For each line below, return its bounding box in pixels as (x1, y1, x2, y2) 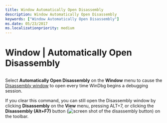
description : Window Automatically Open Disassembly (5, 12, 117, 17)
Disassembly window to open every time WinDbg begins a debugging (5, 82, 149, 88)
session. (5, 88, 22, 94)
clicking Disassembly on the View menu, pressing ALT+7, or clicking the (5, 103, 154, 109)
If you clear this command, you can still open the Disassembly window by (5, 97, 156, 103)
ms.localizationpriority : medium (5, 26, 75, 31)
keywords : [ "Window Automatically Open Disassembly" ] (5, 16, 120, 21)
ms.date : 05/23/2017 (5, 21, 48, 26)
